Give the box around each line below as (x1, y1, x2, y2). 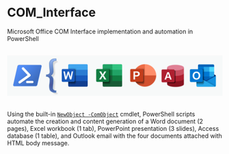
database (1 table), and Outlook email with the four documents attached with (7, 132, 222, 140)
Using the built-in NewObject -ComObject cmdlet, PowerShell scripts (7, 110, 196, 119)
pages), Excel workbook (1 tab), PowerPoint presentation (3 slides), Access (7, 125, 219, 133)
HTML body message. (7, 139, 70, 147)
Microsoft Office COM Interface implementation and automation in (7, 27, 193, 35)
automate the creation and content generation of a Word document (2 (7, 117, 204, 125)
